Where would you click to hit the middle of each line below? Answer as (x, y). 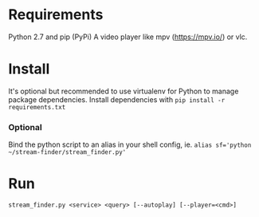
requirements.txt (37, 107)
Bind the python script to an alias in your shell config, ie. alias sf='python (130, 144)
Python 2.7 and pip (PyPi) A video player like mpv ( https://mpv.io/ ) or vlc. (128, 37)
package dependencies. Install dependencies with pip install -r (117, 99)
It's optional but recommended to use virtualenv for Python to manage (124, 91)
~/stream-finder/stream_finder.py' (67, 152)
